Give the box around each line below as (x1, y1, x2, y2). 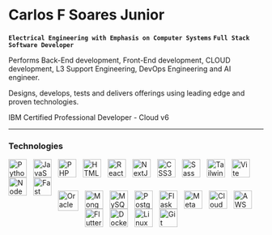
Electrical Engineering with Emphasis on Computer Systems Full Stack (8, 34, 250, 42)
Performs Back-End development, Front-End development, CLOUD (8, 55, 231, 65)
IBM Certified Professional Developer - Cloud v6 (8, 112, 170, 122)
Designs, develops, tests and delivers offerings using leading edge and (8, 88, 245, 98)
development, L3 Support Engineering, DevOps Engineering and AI (8, 63, 232, 74)
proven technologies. (8, 96, 79, 106)
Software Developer (8, 41, 74, 49)
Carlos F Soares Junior (8, 6, 165, 24)
